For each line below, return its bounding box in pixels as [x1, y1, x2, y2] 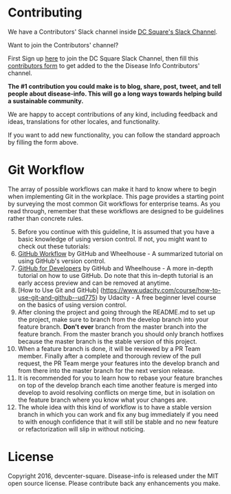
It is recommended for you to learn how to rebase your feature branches [17, 374, 223, 382]
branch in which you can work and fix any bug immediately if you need [17, 410, 219, 418]
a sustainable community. [8, 96, 84, 105]
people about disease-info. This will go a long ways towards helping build [8, 89, 222, 98]
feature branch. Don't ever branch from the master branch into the [17, 322, 207, 331]
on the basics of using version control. [17, 301, 126, 309]
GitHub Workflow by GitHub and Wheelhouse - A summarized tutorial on [17, 249, 223, 257]
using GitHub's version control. [17, 257, 106, 265]
